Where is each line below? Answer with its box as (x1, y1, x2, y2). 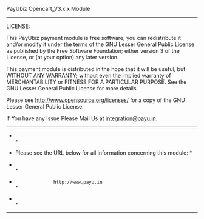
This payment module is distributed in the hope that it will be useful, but (6, 66, 186, 72)
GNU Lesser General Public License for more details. (6, 85, 138, 92)
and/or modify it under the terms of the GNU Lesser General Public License (6, 41, 195, 48)
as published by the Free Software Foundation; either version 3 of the (6, 47, 180, 54)
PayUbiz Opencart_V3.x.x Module (6, 5, 90, 12)
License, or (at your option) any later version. (6, 54, 119, 61)
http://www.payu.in (53, 179, 103, 185)
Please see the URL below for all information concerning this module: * (15, 149, 192, 157)
